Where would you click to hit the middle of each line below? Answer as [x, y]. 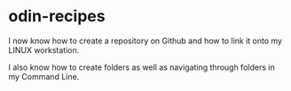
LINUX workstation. [44, 49]
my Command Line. [44, 76]
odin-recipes [57, 16]
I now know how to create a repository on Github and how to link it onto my [145, 41]
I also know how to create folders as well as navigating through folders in [142, 67]
